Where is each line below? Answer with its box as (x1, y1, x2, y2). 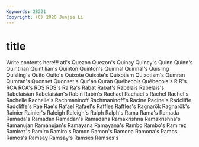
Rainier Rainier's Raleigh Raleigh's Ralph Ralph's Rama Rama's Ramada (6, 109, 179, 116)
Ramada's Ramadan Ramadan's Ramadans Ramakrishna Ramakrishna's (6, 116, 181, 123)
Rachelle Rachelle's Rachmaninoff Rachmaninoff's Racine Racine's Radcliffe (6, 97, 192, 104)
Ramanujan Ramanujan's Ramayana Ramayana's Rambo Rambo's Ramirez (6, 122, 187, 129)
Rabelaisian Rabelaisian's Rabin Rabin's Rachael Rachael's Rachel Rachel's (6, 90, 189, 97)
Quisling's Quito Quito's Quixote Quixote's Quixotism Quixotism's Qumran (6, 71, 185, 79)
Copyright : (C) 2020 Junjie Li (6, 14, 84, 20)
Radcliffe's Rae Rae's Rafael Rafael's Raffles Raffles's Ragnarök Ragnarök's (6, 103, 190, 110)
